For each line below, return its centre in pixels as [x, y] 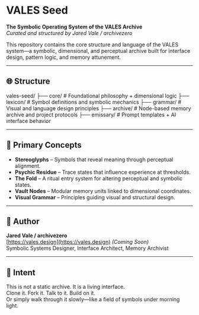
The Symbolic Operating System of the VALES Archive [74, 27]
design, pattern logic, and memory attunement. [64, 57]
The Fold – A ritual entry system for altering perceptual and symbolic [99, 178]
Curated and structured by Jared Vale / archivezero [69, 33]
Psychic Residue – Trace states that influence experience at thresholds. [102, 172]
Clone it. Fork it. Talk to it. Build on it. [51, 293]
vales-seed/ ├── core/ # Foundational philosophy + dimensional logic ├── [98, 96]
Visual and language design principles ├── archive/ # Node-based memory [99, 108]
